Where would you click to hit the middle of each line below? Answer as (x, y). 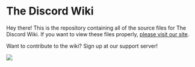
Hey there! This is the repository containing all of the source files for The (96, 28)
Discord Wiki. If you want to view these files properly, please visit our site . (98, 34)
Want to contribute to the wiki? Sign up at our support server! (82, 46)
